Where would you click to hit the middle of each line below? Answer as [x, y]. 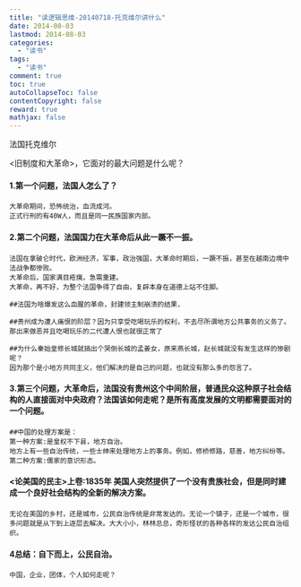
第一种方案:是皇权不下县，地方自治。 [68, 441]
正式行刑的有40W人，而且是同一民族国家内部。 [82, 216]
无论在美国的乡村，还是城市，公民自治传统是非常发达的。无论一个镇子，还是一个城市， [146, 514]
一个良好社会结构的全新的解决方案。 [83, 493]
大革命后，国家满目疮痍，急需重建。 [66, 277]
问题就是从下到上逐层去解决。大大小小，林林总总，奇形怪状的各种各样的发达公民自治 [149, 523]
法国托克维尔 [33, 144]
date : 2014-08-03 [42, 26]
